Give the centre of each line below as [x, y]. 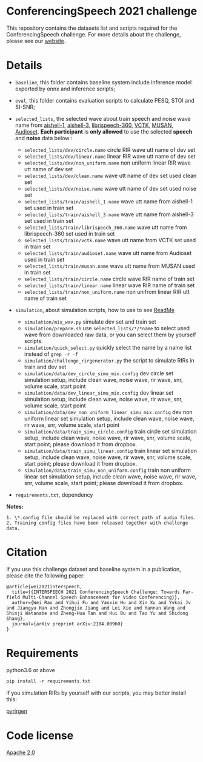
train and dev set [45, 367]
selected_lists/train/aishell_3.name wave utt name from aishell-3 [109, 214]
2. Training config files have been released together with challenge [97, 523]
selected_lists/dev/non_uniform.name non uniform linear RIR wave [107, 163]
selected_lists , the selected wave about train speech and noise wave [103, 118]
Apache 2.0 [21, 752]
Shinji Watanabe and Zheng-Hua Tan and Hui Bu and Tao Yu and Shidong [97, 613]
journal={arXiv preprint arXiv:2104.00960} [67, 624]
